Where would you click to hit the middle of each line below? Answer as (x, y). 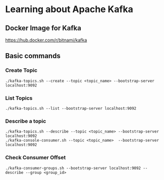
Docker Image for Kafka (43, 28)
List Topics (19, 98)
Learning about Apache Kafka (69, 9)
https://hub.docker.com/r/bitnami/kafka (46, 40)
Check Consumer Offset (36, 158)
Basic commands (33, 56)
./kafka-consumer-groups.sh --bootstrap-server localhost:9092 (73, 168)
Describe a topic (26, 121)
